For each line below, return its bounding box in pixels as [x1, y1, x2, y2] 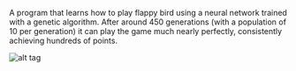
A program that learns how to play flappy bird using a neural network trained [9, 8, 287, 18]
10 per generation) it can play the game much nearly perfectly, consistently [9, 26, 283, 36]
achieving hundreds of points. [9, 35, 118, 46]
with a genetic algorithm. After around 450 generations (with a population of [9, 17, 287, 27]
